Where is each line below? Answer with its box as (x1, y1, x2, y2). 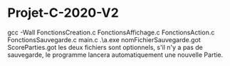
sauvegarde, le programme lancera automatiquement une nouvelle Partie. (7, 51, 224, 59)
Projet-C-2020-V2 (7, 5, 119, 21)
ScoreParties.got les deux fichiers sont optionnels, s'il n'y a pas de (7, 43, 203, 51)
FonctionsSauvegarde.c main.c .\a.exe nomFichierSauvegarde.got (7, 35, 201, 44)
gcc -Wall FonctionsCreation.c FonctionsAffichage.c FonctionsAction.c (7, 28, 215, 37)
